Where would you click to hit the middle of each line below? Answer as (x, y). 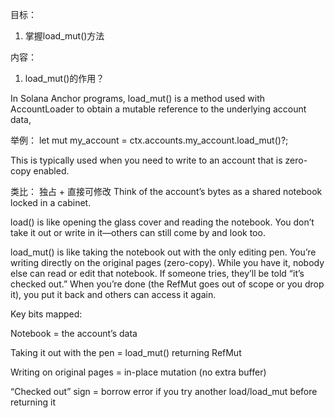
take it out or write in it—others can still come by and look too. (138, 232)
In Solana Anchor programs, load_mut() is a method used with (138, 98)
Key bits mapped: (46, 314)
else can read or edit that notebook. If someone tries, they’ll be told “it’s (157, 273)
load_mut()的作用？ (64, 78)
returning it (33, 402)
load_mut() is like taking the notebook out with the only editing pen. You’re (163, 252)
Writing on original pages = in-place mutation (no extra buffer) (138, 372)
